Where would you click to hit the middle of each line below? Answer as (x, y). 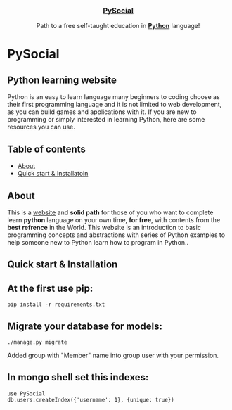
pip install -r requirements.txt (56, 305)
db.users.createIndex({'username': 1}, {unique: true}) (91, 399)
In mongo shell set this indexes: (78, 377)
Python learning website (62, 80)
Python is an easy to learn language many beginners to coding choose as (114, 97)
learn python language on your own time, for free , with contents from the (114, 219)
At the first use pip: (50, 288)
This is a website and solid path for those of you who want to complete (110, 212)
